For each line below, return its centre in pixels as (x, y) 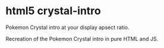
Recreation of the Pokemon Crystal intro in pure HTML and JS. (82, 39)
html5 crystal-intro (53, 11)
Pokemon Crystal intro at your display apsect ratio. (67, 27)
